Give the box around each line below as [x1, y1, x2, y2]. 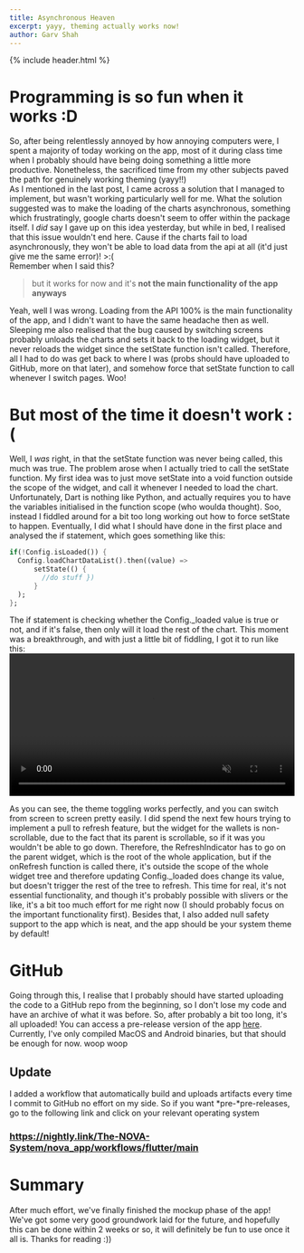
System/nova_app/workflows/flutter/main [9, 1142, 199, 1154]
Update [9, 1064, 52, 1079]
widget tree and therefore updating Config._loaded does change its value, [9, 870, 285, 882]
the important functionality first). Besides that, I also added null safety [9, 909, 270, 920]
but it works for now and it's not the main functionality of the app [31, 278, 279, 290]
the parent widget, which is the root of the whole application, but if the [9, 851, 271, 862]
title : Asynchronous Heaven [9, 13, 116, 23]
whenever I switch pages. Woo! [9, 373, 127, 384]
